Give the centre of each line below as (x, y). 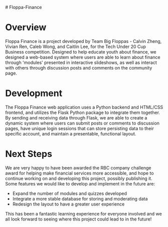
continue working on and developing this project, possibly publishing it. (79, 178)
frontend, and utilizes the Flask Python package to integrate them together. (83, 112)
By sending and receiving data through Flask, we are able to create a (76, 117)
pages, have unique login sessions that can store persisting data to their (79, 128)
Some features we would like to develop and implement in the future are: (80, 183)
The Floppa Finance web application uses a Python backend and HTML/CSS (84, 107)
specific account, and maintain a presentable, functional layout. (71, 133)
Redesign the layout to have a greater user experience (68, 204)
